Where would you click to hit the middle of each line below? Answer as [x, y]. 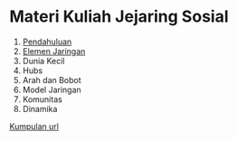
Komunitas [43, 99]
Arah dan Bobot [52, 80]
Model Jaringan [52, 89]
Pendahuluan [47, 42]
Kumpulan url [34, 126]
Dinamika [40, 108]
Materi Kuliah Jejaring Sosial [119, 17]
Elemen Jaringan [54, 51]
